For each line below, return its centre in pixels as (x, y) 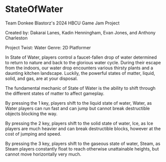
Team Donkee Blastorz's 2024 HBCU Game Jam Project (62, 23)
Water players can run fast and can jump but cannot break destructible (78, 108)
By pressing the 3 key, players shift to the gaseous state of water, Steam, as (83, 144)
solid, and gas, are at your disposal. (41, 78)
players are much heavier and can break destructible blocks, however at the (83, 129)
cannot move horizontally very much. (43, 154)
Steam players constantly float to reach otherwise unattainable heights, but (82, 149)
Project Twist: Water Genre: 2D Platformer (48, 47)
